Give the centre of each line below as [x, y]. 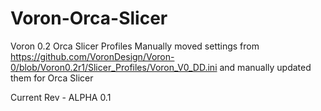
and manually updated [265, 67]
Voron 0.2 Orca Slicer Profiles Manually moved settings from [135, 46]
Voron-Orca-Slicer [89, 18]
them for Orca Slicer [52, 78]
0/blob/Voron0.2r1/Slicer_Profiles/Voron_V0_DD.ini [114, 67]
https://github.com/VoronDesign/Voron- [92, 56]
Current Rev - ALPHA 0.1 [61, 97]
